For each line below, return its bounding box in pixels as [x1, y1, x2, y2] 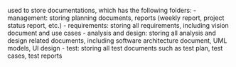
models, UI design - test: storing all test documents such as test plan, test [7, 44, 223, 52]
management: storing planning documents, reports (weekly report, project [7, 14, 225, 22]
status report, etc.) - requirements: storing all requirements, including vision [7, 21, 229, 29]
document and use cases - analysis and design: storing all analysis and [7, 29, 217, 37]
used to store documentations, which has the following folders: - [7, 6, 197, 14]
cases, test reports [7, 51, 63, 60]
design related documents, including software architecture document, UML [7, 36, 227, 45]
